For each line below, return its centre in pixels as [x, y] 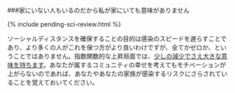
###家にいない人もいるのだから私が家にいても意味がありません [99, 10]
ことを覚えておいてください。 [56, 82]
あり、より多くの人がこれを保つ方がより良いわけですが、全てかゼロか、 [111, 47]
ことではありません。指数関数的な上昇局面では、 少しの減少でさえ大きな [117, 56]
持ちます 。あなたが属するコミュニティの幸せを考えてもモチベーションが [123, 65]
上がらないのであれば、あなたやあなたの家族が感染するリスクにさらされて [114, 73]
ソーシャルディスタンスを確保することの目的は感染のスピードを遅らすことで [117, 38]
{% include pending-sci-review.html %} [64, 24]
